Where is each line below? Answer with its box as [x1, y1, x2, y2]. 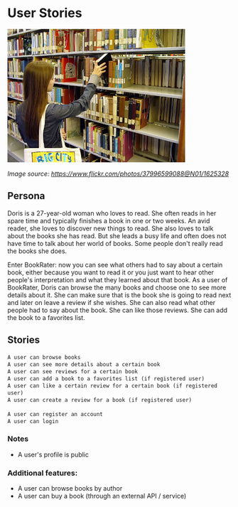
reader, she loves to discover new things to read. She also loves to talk [7, 224, 214, 233]
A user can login [7, 417, 59, 425]
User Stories [7, 5, 82, 21]
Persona [7, 190, 45, 202]
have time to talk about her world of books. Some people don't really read [7, 239, 223, 247]
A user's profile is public [17, 450, 90, 459]
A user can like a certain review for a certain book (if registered [7, 382, 218, 389]
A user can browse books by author [17, 484, 123, 493]
